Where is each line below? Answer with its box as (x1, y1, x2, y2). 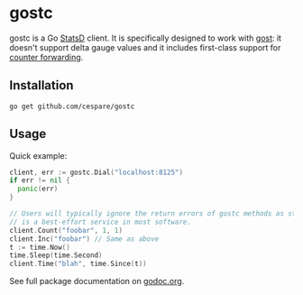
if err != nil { (9, 176, 70, 185)
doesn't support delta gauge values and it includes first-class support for (9, 41, 281, 52)
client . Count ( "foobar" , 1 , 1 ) (9, 226, 124, 235)
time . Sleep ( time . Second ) (9, 251, 103, 260)
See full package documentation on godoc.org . (9, 276, 185, 287)
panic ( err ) (17, 184, 59, 194)
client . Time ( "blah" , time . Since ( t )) (9, 260, 147, 269)
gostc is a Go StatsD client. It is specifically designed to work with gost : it (9, 32, 282, 43)
